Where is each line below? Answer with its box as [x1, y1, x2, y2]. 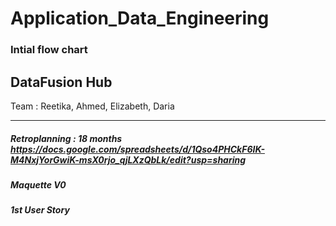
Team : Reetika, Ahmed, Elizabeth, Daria [10, 100, 175, 112]
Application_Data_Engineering [10, 7, 270, 30]
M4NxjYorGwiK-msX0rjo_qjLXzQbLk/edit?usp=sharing [10, 153, 247, 166]
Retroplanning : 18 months [10, 132, 123, 144]
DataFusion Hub [10, 73, 113, 91]
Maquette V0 [10, 178, 67, 191]
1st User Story [10, 204, 70, 216]
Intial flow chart [10, 43, 88, 57]
